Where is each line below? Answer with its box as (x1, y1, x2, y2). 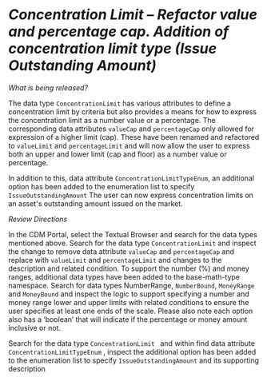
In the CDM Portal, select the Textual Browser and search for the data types (8, 229, 257, 239)
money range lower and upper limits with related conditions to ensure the (8, 297, 249, 307)
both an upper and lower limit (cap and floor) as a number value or (8, 149, 227, 159)
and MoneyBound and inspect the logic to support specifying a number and (8, 289, 249, 299)
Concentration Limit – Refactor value (8, 6, 257, 24)
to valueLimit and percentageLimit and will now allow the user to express (8, 141, 250, 150)
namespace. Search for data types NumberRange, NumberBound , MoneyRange (8, 280, 255, 290)
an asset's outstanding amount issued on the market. (8, 198, 184, 208)
